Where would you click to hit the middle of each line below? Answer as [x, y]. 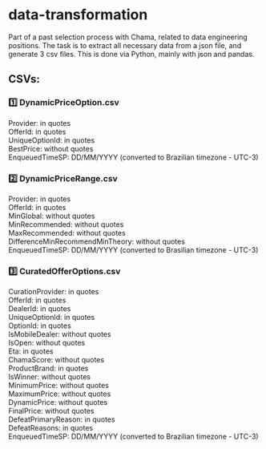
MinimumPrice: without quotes [59, 386]
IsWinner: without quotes [49, 377]
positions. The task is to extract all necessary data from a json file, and [125, 45]
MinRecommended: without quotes [66, 224]
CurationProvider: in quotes [54, 292]
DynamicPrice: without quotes [58, 402]
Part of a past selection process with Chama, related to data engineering [128, 37]
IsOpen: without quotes [47, 343]
